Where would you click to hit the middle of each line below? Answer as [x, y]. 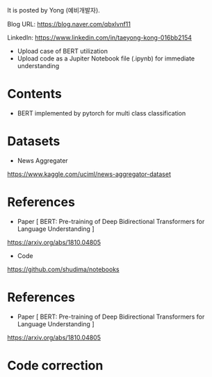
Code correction [55, 366]
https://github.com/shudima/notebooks [63, 269]
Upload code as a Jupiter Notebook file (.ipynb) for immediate [106, 58]
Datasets [34, 142]
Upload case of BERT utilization [62, 51]
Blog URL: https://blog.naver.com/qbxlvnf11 [69, 24]
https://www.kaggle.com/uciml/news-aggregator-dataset [89, 174]
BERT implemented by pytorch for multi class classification [101, 113]
